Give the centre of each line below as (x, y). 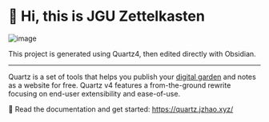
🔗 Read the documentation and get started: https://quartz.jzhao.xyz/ (121, 109)
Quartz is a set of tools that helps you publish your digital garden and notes (132, 77)
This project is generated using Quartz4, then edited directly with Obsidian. (132, 53)
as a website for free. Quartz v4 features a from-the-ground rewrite (120, 85)
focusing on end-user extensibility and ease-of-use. (94, 93)
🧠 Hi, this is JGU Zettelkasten (107, 16)
